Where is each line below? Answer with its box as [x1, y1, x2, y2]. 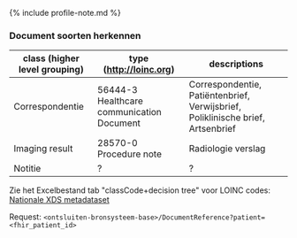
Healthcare [96, 95, 144, 107]
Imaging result [13, 142, 73, 155]
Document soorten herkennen [9, 29, 141, 42]
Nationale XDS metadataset [9, 195, 110, 205]
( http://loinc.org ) [103, 64, 175, 76]
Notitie [13, 163, 42, 175]
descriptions [209, 58, 263, 70]
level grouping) [18, 64, 84, 76]
